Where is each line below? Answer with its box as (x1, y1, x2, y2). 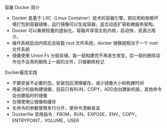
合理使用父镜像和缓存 (12, 99, 56, 104)
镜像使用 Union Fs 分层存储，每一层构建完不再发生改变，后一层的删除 (12, 52, 156, 58)
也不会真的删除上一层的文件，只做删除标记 (16, 59, 105, 64)
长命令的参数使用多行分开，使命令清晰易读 (12, 105, 100, 111)
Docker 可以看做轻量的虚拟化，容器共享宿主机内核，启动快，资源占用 (12, 27, 156, 33)
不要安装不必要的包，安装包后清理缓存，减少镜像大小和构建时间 (12, 80, 144, 86)
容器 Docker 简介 (5, 4, 40, 10)
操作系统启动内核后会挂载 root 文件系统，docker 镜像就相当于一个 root (12, 40, 158, 46)
